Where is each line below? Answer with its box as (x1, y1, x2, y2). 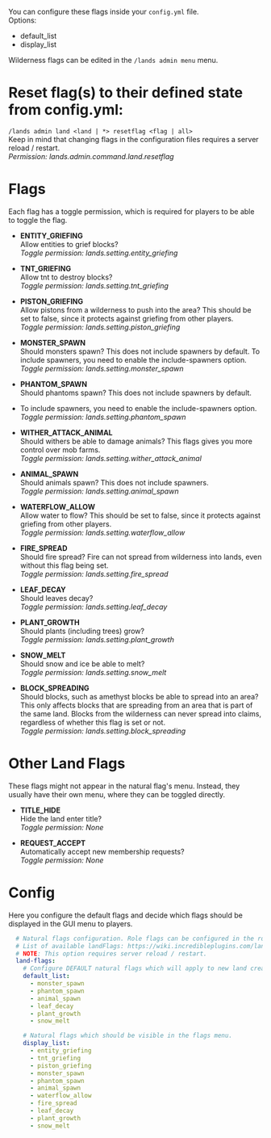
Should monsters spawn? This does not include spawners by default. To (19, 346, 261, 356)
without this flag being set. (19, 561, 109, 570)
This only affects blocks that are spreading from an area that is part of (19, 700, 253, 710)
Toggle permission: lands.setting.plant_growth (19, 634, 175, 645)
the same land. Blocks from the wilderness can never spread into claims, (19, 708, 262, 718)
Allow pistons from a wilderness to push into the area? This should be (19, 304, 252, 314)
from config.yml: (8, 101, 123, 120)
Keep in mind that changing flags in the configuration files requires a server (8, 134, 260, 144)
